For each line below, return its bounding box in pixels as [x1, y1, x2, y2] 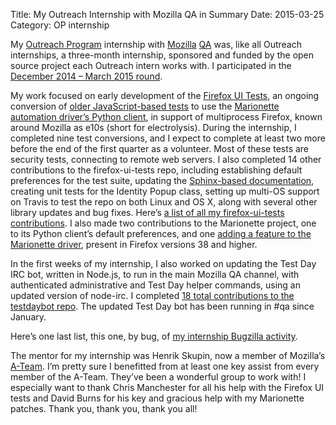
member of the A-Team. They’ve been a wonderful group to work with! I [10, 371, 307, 383]
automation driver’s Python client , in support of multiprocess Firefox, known [10, 111, 323, 123]
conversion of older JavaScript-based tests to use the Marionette [10, 100, 280, 112]
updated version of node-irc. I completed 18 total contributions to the [10, 290, 295, 301]
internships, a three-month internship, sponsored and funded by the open [10, 49, 315, 61]
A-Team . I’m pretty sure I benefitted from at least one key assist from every [10, 360, 320, 372]
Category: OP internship [10, 19, 110, 31]
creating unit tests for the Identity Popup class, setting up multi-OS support [10, 185, 320, 197]
